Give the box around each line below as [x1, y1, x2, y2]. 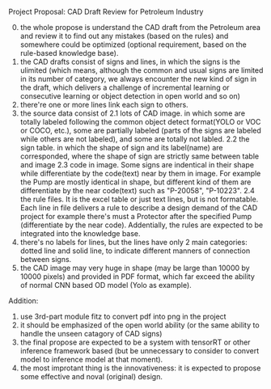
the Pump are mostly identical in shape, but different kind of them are [19, 177, 252, 187]
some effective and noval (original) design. [19, 372, 163, 381]
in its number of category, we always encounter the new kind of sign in [19, 74, 257, 83]
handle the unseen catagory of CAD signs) [19, 329, 163, 338]
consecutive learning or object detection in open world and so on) [19, 91, 241, 100]
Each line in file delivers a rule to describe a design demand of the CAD [19, 203, 258, 213]
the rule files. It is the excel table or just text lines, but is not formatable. [19, 194, 259, 204]
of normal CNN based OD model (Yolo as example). [19, 281, 192, 290]
